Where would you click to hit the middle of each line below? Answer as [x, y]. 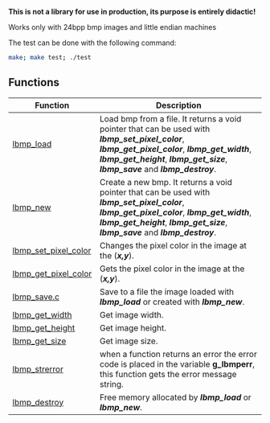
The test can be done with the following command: [92, 43]
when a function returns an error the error [178, 354]
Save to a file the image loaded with [167, 291]
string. [112, 384]
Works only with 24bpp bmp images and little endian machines [112, 27]
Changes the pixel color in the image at [173, 245]
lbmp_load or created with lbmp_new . [172, 302]
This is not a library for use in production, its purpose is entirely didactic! [132, 12]
